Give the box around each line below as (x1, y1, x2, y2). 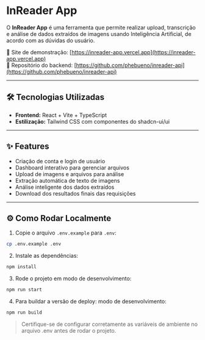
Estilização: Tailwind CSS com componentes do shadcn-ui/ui (15, 118, 170, 125)
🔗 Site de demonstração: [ (6, 48, 72, 55)
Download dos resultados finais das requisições (15, 189, 136, 197)
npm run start (6, 287, 43, 293)
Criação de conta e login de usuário (15, 157, 106, 165)
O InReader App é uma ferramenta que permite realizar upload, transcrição (6, 24, 196, 31)
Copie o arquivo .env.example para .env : (15, 229, 117, 236)
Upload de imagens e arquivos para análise (15, 170, 124, 177)
